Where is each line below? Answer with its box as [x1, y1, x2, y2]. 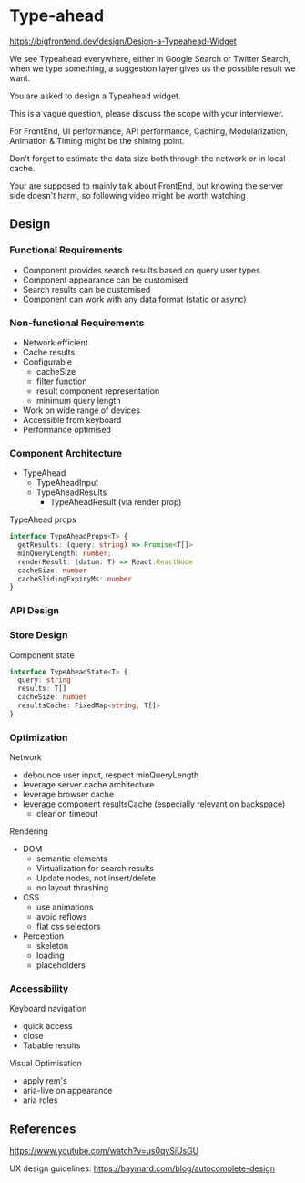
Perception [22, 931, 65, 941]
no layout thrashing [36, 882, 109, 893]
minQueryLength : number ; [17, 549, 112, 558]
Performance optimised [22, 424, 112, 435]
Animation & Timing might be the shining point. [9, 135, 185, 146]
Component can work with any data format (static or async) [22, 293, 248, 304]
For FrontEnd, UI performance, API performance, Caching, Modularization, [9, 125, 289, 137]
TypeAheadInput [36, 478, 99, 489]
